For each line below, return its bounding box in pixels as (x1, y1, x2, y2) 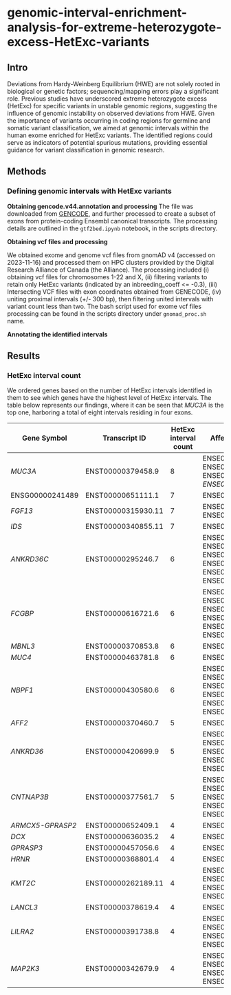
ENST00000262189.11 (85, 878, 164, 888)
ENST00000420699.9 (85, 747, 159, 756)
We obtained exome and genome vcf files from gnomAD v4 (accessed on (7, 250, 215, 259)
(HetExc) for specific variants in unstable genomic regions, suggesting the (7, 102, 218, 110)
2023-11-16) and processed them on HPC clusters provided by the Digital (7, 258, 214, 266)
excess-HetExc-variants (7, 34, 150, 50)
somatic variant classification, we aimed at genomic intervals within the (7, 124, 209, 132)
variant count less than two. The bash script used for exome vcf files (7, 302, 201, 310)
